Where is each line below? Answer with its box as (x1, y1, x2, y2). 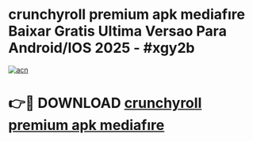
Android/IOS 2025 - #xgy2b (8, 39, 196, 57)
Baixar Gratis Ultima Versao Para (8, 22, 228, 40)
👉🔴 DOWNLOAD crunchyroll (8, 95, 202, 112)
